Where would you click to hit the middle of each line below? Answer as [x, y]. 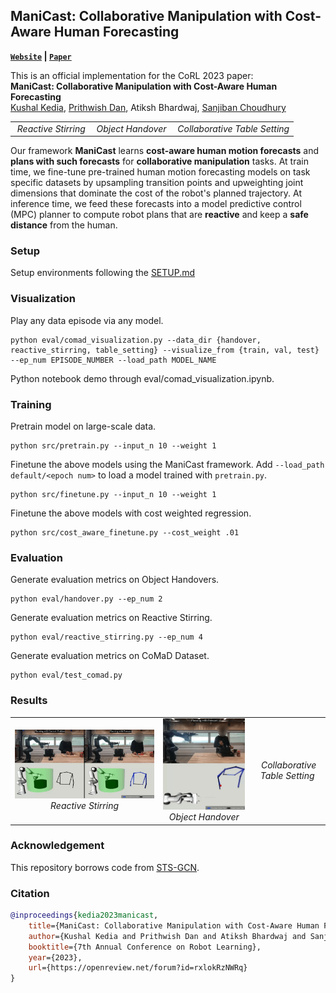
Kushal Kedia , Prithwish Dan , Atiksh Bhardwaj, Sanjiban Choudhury [148, 107]
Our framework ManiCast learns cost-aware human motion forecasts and [165, 151]
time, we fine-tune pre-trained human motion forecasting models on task [160, 172]
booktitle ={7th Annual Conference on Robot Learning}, [145, 947]
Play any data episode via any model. [87, 320]
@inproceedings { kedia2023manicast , [84, 915]
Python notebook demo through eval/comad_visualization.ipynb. [142, 378]
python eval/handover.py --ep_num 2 [86, 599]
